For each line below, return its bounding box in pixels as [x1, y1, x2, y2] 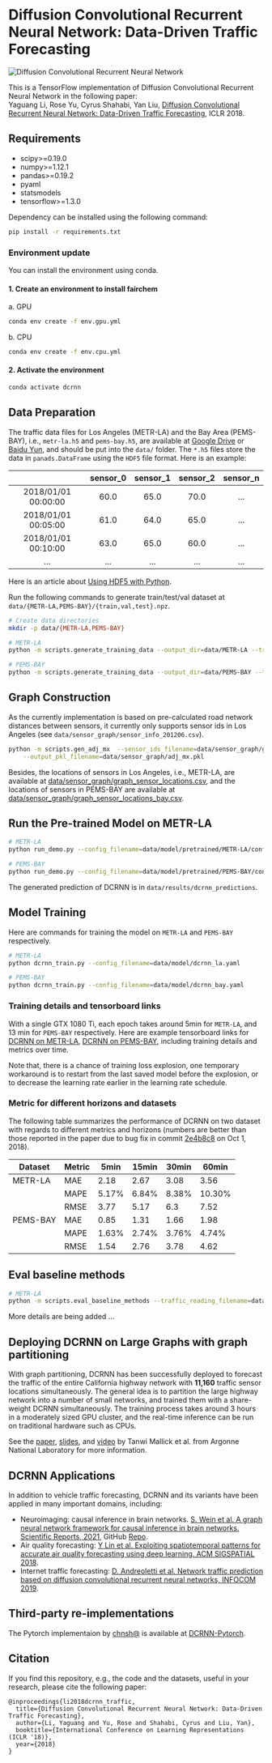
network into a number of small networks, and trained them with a [8, 1395, 228, 1405]
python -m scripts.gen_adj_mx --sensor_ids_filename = [8, 745, 198, 753]
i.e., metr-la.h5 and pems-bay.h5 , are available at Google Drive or [28, 436, 244, 445]
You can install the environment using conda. [8, 265, 159, 275]
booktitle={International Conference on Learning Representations [15, 1726, 244, 1734]
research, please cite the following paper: [8, 1682, 147, 1692]
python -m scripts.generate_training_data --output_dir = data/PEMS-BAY [8, 668, 252, 677]
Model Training [8, 905, 87, 920]
